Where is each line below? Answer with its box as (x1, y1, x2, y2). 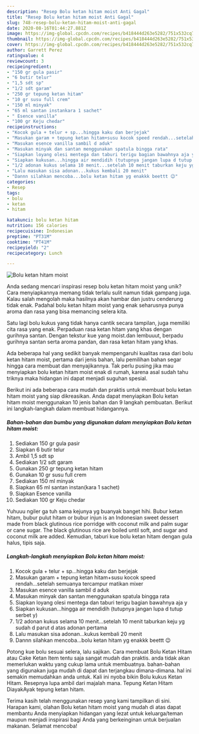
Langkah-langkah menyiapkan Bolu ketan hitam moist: (6, 553, 145, 560)
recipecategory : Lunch (6, 250, 63, 256)
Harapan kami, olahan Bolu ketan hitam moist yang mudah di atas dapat (6, 704, 181, 711)
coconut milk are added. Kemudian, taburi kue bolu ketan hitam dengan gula (6, 533, 193, 540)
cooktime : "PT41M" (6, 239, 52, 245)
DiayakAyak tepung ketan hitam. (6, 686, 85, 693)
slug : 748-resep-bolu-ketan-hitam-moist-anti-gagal (6, 20, 136, 25)
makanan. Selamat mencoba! (6, 722, 77, 730)
